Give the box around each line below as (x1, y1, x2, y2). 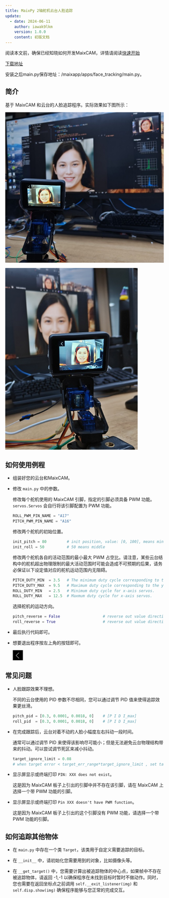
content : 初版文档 (14, 35, 50, 40)
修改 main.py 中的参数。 (12, 486, 62, 492)
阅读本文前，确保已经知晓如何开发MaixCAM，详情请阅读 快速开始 (5, 50, 140, 55)
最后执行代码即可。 (12, 629, 53, 635)
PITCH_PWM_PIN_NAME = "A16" (12, 519, 71, 524)
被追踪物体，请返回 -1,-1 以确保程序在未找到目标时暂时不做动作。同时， (12, 874, 161, 880)
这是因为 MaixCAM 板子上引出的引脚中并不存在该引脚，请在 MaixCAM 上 (12, 782, 164, 788)
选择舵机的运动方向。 (12, 603, 57, 609)
